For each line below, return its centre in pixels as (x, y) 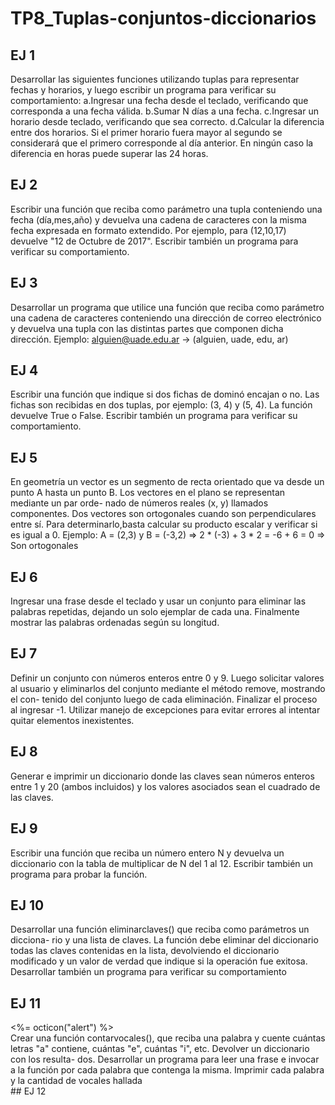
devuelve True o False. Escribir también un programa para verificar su (154, 416)
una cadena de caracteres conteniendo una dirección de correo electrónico (166, 318)
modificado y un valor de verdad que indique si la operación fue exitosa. (159, 961)
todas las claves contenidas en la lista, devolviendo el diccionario (145, 951)
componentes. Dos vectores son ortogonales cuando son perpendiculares (163, 514)
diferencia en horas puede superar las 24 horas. (109, 153)
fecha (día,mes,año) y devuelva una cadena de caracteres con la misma (158, 219)
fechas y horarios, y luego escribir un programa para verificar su (143, 90)
